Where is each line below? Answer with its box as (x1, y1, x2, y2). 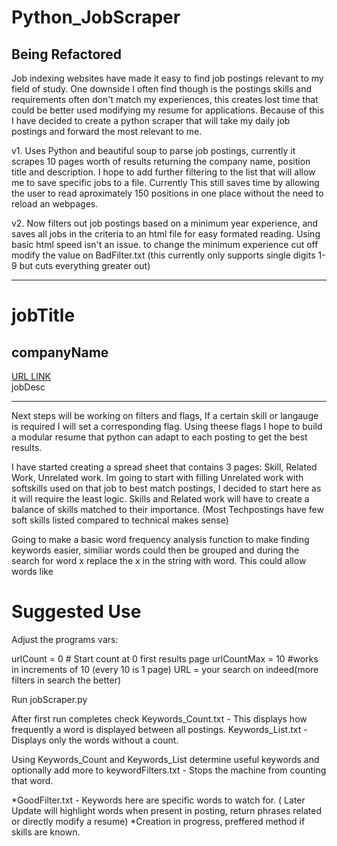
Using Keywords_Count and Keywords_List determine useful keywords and (11, 753, 320, 765)
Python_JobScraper (11, 6, 181, 29)
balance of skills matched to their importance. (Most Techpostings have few (11, 504, 324, 515)
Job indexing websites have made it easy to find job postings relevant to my (11, 72, 324, 84)
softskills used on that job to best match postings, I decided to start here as (11, 482, 322, 494)
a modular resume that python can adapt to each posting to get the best (11, 431, 308, 443)
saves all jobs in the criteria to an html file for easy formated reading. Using (11, 228, 321, 240)
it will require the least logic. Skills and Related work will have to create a (11, 493, 310, 505)
